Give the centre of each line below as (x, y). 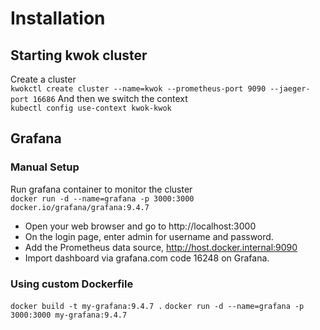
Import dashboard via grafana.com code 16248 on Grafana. (147, 258)
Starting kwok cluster (79, 55)
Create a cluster (43, 79)
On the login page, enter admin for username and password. (149, 236)
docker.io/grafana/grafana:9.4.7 (80, 207)
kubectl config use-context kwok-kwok (91, 108)
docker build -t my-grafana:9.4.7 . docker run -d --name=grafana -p (157, 306)
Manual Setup (45, 167)
